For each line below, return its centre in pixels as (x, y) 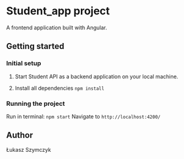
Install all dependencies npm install (60, 88)
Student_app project (58, 11)
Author (19, 135)
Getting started (35, 46)
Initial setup (24, 63)
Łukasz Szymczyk (29, 149)
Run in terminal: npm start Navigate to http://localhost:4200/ (83, 116)
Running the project (36, 103)
